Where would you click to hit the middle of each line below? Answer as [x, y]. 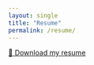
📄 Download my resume [47, 53]
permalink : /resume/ [42, 30]
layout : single [33, 15]
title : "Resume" [35, 23]
